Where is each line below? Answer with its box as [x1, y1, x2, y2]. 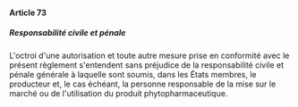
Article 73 [9, 7, 47, 18]
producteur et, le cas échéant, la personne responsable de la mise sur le [9, 78, 277, 89]
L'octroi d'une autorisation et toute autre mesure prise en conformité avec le [9, 50, 290, 61]
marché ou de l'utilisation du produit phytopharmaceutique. [9, 87, 228, 98]
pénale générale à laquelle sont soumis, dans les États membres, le [9, 69, 257, 79]
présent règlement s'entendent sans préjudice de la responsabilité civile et [9, 59, 285, 70]
